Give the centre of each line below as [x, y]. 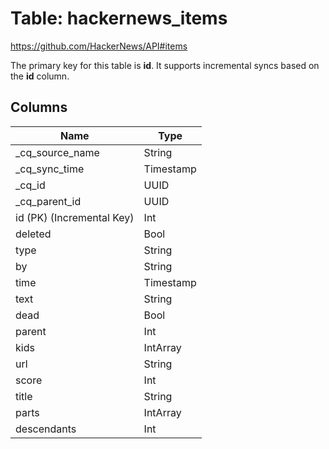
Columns [39, 107]
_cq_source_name [57, 152]
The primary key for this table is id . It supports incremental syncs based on [165, 65]
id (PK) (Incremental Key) [75, 217]
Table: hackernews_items [119, 18]
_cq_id [30, 185]
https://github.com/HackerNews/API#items [99, 46]
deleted [33, 234]
